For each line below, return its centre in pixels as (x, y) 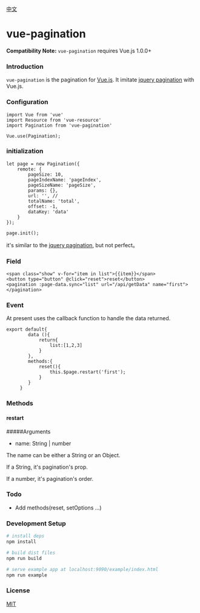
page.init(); (23, 233)
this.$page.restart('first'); (88, 372)
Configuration (27, 102)
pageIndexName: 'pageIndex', (65, 180)
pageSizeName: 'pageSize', (62, 185)
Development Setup (36, 524)
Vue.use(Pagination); (34, 136)
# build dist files (31, 553)
